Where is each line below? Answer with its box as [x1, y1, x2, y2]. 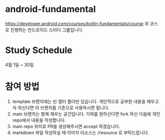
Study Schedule [5, 45, 73, 56]
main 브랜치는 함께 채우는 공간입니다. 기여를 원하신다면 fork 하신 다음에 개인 [12, 111, 161, 117]
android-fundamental [5, 3, 96, 15]
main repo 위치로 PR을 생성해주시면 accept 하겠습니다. [12, 123, 120, 129]
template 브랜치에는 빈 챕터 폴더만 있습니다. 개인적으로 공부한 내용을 [12, 98, 146, 104]
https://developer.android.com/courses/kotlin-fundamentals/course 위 [5, 20, 149, 26]
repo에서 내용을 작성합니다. [12, 117, 66, 123]
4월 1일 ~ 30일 [5, 61, 34, 68]
